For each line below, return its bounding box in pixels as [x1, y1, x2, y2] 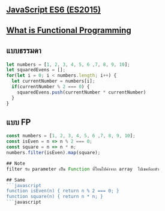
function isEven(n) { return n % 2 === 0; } [6, 188, 119, 194]
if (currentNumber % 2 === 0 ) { [11, 84, 90, 90]
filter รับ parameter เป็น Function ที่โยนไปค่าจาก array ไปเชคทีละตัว [6, 166, 160, 172]
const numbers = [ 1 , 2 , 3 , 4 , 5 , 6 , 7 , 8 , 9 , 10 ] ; [6, 133, 136, 139]
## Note [6, 160, 26, 167]
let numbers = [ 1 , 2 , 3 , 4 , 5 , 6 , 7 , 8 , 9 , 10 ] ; [6, 61, 130, 68]
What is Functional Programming [6, 25, 132, 35]
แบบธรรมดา [6, 46, 42, 56]
